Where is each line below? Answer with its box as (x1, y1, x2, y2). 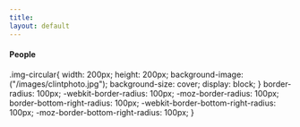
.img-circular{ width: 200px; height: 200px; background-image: (9, 69, 244, 80)
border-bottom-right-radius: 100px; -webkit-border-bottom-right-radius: (9, 97, 276, 108)
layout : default (9, 21, 70, 30)
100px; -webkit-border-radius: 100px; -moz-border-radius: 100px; (36, 88, 279, 98)
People (9, 49, 36, 60)
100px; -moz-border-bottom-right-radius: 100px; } (9, 106, 194, 117)
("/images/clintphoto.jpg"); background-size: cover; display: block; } (9, 78, 261, 89)
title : (9, 13, 34, 22)
